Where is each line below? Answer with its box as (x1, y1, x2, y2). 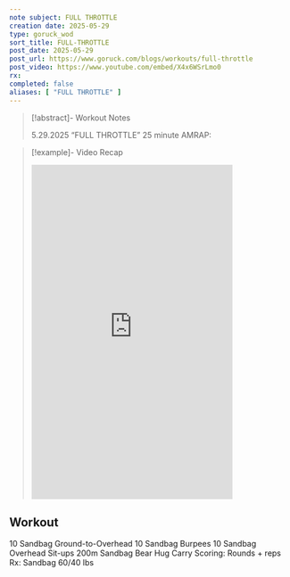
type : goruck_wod (9, 29, 74, 38)
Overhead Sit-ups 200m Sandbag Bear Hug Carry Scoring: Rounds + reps (9, 548, 281, 558)
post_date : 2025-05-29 (9, 46, 94, 55)
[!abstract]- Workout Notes (30, 112, 131, 123)
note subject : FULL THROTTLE (9, 12, 118, 22)
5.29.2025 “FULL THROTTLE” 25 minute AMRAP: (30, 129, 212, 140)
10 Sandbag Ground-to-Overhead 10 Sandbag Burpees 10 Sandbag (9, 539, 257, 549)
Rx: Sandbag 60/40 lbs (9, 557, 95, 568)
